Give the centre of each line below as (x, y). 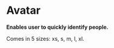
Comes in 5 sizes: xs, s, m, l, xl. (45, 38)
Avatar (23, 10)
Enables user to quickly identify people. (57, 27)
